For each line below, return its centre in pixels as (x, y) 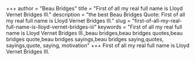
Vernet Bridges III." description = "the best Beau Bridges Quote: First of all (96, 15)
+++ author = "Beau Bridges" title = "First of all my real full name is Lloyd (95, 8)
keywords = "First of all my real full (140, 27)
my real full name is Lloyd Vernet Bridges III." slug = (68, 21)
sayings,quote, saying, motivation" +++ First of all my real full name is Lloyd (98, 45)
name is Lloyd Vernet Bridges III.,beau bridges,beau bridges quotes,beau (95, 33)
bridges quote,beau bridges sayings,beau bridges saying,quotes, (85, 39)
